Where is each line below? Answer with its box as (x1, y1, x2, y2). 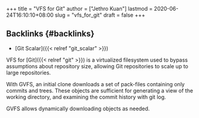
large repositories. (6, 69, 51, 76)
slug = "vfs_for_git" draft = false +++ (54, 11, 145, 19)
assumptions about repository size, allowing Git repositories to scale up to (6, 62, 188, 69)
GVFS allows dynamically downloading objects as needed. (6, 105, 150, 112)
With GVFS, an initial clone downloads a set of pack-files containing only (6, 80, 185, 87)
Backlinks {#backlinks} (6, 29, 94, 39)
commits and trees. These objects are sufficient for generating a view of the (6, 87, 193, 94)
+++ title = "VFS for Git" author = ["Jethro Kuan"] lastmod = (6, 5, 153, 12)
